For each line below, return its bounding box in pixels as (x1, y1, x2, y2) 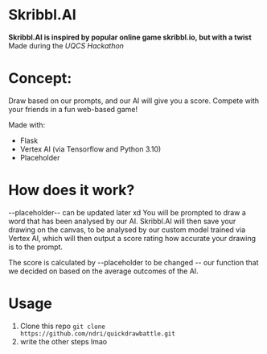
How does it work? (8, 181, 135, 199)
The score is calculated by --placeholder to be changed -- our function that (8, 257, 259, 267)
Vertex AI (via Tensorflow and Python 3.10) (19, 144, 162, 154)
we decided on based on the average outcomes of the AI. (8, 266, 199, 276)
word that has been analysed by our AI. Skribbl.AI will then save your (8, 216, 236, 226)
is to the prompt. (8, 242, 63, 252)
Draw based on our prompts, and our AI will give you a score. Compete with (8, 95, 260, 106)
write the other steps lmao (19, 336, 107, 346)
